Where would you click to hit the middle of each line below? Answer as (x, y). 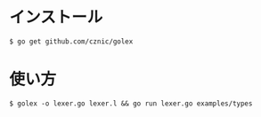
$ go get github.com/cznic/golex (71, 41)
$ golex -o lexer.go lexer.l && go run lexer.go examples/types (131, 103)
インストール (56, 17)
